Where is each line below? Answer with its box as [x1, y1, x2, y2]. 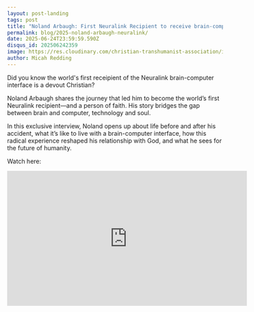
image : [7, 49, 26, 56]
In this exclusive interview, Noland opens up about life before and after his [7, 121, 216, 130]
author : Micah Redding [7, 55, 72, 62]
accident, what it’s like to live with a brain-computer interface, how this [7, 129, 207, 137]
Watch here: [7, 157, 42, 165]
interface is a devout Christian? [7, 80, 95, 89]
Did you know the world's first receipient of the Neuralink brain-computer [7, 73, 214, 82]
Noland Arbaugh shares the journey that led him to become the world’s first [7, 94, 220, 102]
